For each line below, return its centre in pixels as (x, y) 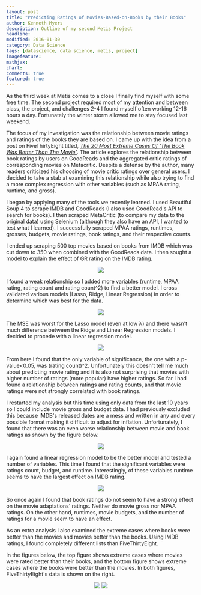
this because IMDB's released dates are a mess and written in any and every (101, 416)
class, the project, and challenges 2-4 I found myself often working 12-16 (97, 109)
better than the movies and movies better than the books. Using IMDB (92, 537)
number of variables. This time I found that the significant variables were (96, 464)
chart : (14, 68)
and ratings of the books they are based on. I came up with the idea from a (98, 139)
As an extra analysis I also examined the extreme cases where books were (98, 531)
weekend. (18, 121)
